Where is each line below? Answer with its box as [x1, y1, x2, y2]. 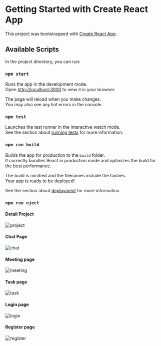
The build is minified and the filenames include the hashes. [5, 172, 126, 178]
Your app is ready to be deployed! [5, 178, 75, 184]
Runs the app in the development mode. [5, 81, 87, 87]
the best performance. [5, 163, 51, 169]
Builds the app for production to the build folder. [5, 152, 105, 158]
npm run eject [5, 200, 39, 206]
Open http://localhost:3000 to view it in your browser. [5, 87, 116, 93]
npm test [5, 114, 26, 120]
